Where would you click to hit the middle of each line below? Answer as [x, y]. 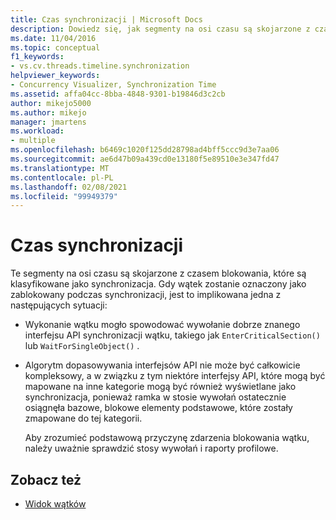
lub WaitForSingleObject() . [82, 346]
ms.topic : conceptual [55, 47]
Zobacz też [46, 479]
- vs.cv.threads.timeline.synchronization [100, 66]
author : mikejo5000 [51, 103]
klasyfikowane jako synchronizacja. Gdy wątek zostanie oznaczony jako [158, 284]
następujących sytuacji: [59, 305]
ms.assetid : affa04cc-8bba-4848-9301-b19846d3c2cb [118, 94]
